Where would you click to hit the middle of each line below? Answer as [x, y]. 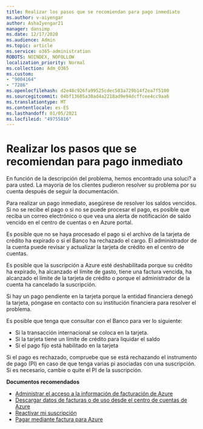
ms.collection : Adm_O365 [38, 68]
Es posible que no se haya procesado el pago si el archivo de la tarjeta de [98, 234]
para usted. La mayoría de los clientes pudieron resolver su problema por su [101, 185]
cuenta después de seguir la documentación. [63, 191]
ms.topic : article [29, 46]
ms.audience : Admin [31, 40]
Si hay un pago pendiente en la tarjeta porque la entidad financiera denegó [100, 296]
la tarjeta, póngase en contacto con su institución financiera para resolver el [101, 303]
